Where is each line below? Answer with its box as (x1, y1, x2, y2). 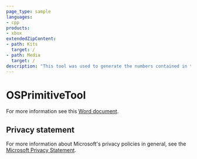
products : (6, 25, 30, 31)
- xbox (6, 31, 22, 36)
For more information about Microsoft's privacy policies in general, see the (6, 140, 186, 147)
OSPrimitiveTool (6, 89, 86, 102)
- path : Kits (6, 42, 38, 48)
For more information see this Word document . (6, 108, 119, 115)
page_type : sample (6, 8, 51, 15)
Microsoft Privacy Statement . (6, 147, 76, 154)
